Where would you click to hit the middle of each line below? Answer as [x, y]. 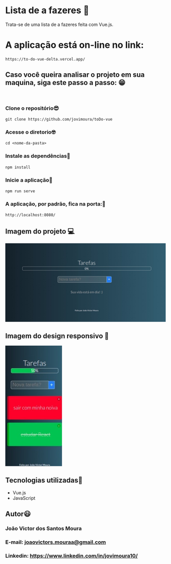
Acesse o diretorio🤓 [31, 132]
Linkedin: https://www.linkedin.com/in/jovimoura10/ [72, 555]
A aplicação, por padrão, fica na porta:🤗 [55, 204]
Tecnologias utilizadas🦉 [44, 480]
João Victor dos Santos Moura [44, 528]
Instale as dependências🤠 [38, 156]
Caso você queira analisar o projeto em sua [75, 75]
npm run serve [20, 191]
